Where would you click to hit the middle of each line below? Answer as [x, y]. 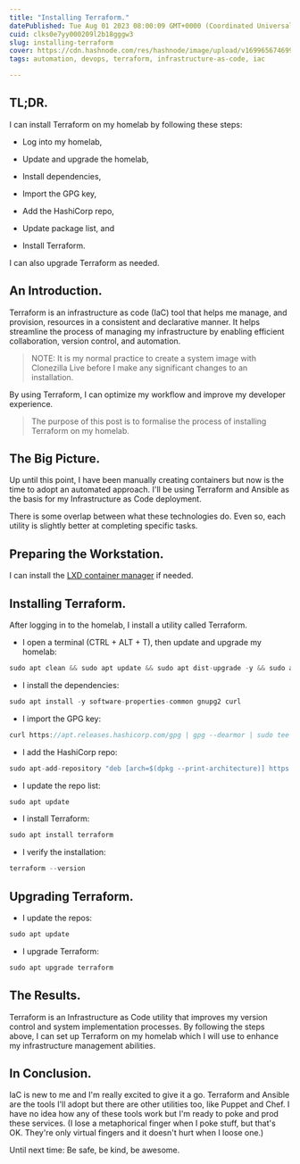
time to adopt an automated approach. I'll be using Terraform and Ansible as [150, 490]
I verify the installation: [64, 852]
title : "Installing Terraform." [69, 17]
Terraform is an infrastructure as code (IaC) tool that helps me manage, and [148, 312]
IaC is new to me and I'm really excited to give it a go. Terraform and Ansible [150, 1095]
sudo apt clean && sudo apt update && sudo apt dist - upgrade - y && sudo [147, 669]
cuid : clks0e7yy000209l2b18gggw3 [71, 34]
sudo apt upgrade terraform [62, 968]
